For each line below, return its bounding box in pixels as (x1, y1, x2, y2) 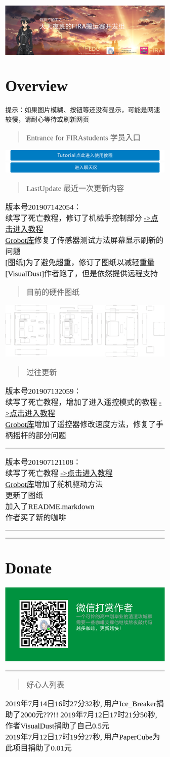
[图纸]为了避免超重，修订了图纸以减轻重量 (5, 258, 155, 267)
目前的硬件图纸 (26, 288, 80, 297)
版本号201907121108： (5, 458, 81, 467)
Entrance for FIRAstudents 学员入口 (26, 133, 141, 142)
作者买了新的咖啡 (5, 513, 66, 522)
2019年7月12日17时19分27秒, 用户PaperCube (5, 732, 153, 741)
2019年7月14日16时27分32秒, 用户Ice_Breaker (5, 699, 157, 708)
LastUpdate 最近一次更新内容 (26, 184, 124, 193)
